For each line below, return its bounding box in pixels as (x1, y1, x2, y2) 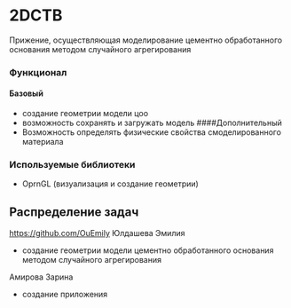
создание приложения (21, 289, 108, 300)
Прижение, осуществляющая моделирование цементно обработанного (9, 35, 282, 45)
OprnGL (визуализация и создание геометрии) (21, 178, 200, 189)
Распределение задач (9, 204, 139, 219)
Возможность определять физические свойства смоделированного (21, 127, 282, 138)
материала (21, 137, 64, 147)
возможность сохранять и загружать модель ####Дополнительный (21, 117, 282, 129)
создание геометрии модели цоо (21, 108, 149, 119)
